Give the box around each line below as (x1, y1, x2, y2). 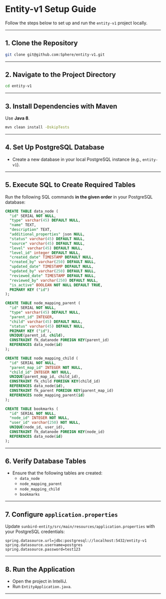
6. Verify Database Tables (5, 457, 86, 466)
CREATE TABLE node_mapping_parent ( (5, 301, 81, 306)
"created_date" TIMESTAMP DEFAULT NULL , (9, 255, 94, 260)
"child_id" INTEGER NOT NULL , (9, 370, 72, 375)
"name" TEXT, (9, 222, 37, 228)
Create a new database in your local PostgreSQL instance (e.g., (12, 156, 142, 162)
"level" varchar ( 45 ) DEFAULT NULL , (9, 246, 83, 251)
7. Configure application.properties (5, 510, 118, 519)
